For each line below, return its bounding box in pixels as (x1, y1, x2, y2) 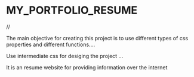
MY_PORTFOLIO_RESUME (6, 4, 138, 17)
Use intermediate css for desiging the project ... (6, 52, 124, 59)
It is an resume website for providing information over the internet (6, 63, 168, 71)
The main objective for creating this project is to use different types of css (6, 34, 189, 41)
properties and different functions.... (6, 41, 96, 48)
